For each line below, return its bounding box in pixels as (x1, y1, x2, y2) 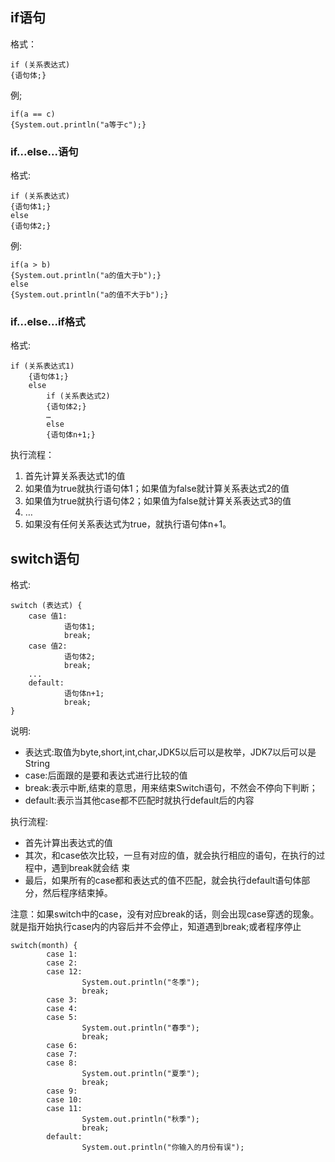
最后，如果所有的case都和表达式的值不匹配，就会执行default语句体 (24, 874, 302, 887)
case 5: (46, 1013, 78, 1023)
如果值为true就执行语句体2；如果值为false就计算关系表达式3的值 (24, 495, 292, 507)
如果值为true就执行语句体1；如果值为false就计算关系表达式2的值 (24, 483, 290, 495)
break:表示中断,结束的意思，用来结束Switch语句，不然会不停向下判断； (24, 782, 318, 794)
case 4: (46, 1004, 78, 1014)
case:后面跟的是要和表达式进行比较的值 (24, 769, 188, 782)
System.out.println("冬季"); (81, 978, 200, 988)
